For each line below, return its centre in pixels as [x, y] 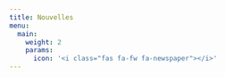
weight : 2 [44, 42]
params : [39, 50]
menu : [19, 26]
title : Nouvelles [42, 17]
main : [28, 34]
